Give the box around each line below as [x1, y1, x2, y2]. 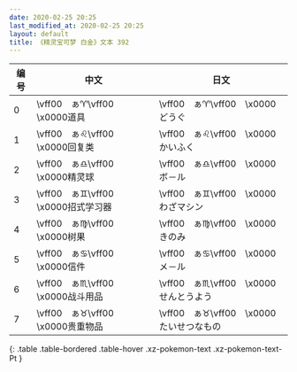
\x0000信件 [36, 260, 86, 273]
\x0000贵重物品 [36, 321, 103, 333]
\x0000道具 [36, 112, 86, 124]
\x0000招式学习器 [36, 201, 112, 213]
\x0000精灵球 [36, 171, 95, 183]
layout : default [9, 29, 69, 38]
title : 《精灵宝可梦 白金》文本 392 [9, 37, 130, 47]
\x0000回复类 [36, 141, 95, 153]
